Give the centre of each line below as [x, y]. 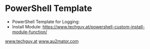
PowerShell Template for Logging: [46, 22]
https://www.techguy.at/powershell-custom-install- [94, 26]
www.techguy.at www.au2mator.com [42, 41]
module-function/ [30, 32]
